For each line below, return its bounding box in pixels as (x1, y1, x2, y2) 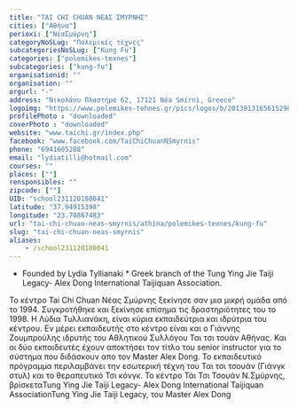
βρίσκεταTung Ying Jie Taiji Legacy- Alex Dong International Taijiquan (9, 380, 264, 390)
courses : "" (9, 161, 53, 170)
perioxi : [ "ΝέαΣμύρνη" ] (9, 29, 98, 38)
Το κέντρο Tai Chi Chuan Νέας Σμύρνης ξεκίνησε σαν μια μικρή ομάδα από (9, 294, 288, 306)
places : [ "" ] (9, 169, 58, 178)
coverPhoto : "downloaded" (9, 121, 109, 129)
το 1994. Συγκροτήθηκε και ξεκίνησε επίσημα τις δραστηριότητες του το (9, 304, 277, 315)
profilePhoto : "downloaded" (9, 112, 117, 121)
